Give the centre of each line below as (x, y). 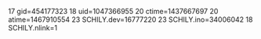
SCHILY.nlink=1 (33, 28)
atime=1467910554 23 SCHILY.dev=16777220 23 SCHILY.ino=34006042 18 (130, 19)
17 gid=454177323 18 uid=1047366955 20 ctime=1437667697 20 (113, 11)
